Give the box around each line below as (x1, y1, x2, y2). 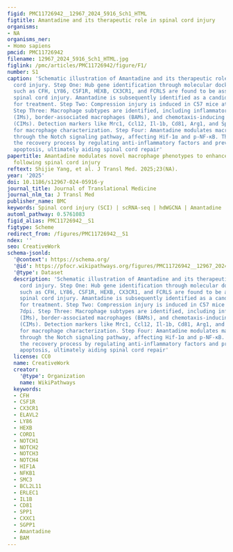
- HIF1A (13, 464, 36, 471)
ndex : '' (7, 237, 33, 244)
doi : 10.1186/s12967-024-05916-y (7, 178, 104, 185)
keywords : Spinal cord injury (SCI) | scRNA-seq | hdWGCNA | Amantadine (7, 205, 222, 212)
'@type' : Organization (19, 372, 85, 379)
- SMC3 (13, 476, 33, 483)
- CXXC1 (13, 515, 36, 522)
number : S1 (7, 68, 39, 75)
